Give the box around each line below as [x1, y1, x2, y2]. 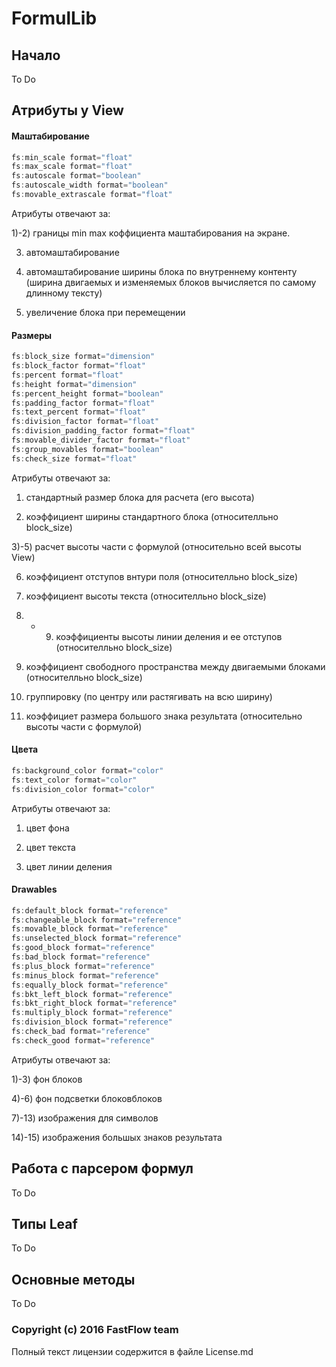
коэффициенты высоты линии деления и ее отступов [55, 630, 283, 642]
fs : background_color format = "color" [11, 765, 164, 776]
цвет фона [25, 822, 70, 834]
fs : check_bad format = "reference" [11, 1027, 151, 1037]
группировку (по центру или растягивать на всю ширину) [25, 690, 273, 702]
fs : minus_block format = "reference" [11, 970, 160, 981]
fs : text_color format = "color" [11, 775, 138, 785]
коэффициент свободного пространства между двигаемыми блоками [25, 660, 326, 672]
